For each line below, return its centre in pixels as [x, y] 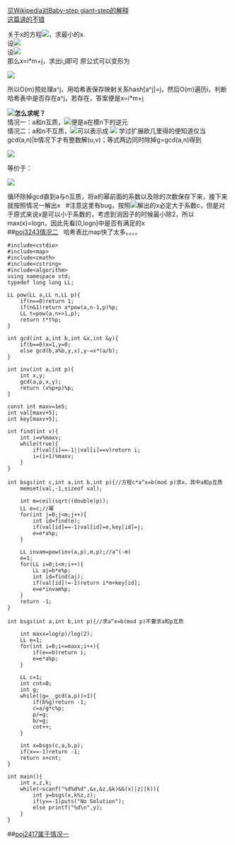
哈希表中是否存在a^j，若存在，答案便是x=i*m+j [75, 98]
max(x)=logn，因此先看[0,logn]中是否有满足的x [76, 223]
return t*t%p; [41, 320]
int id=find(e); [57, 521]
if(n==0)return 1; [47, 301]
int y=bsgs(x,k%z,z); [65, 795]
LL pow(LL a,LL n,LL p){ [44, 295]
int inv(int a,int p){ [41, 369]
